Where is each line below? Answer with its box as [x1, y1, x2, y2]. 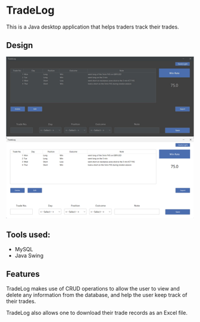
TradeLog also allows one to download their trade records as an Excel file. [6, 309, 187, 316]
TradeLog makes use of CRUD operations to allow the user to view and [6, 285, 180, 292]
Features [6, 269, 40, 279]
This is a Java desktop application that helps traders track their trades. [6, 23, 180, 30]
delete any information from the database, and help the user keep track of [6, 291, 187, 298]
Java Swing [14, 252, 43, 259]
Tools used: [6, 230, 51, 240]
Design [6, 40, 33, 50]
